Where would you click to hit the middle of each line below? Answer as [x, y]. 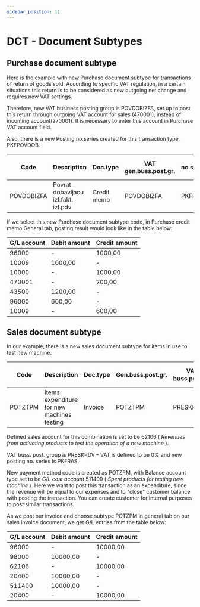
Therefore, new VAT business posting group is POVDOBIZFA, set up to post [99, 108]
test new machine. [29, 353]
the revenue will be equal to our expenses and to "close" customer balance [99, 492]
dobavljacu [69, 192]
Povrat [62, 184]
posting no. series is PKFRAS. [43, 461]
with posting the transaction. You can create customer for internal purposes [99, 498]
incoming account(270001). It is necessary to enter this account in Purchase [100, 120]
